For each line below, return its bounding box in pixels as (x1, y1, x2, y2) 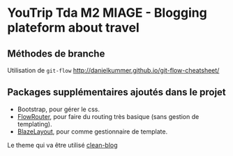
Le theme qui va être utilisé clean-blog (7, 141, 118, 149)
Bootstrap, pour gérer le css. (17, 105, 100, 113)
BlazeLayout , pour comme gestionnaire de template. (17, 127, 168, 136)
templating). (17, 120, 52, 128)
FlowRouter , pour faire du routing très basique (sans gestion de (17, 112, 200, 120)
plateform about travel (7, 20, 140, 36)
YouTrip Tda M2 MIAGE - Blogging (7, 5, 207, 21)
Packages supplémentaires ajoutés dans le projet (7, 86, 227, 99)
